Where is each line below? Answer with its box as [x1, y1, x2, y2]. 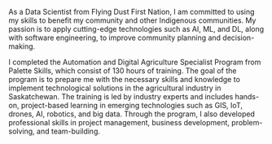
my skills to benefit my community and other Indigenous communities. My [8, 15, 257, 25]
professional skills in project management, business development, [8, 118, 230, 127]
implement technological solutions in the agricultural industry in [8, 83, 222, 93]
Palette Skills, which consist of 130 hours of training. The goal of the [8, 66, 237, 76]
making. [8, 41, 36, 51]
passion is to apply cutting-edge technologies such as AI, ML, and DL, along [8, 24, 265, 33]
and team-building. [36, 126, 100, 136]
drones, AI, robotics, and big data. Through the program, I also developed [8, 109, 255, 119]
